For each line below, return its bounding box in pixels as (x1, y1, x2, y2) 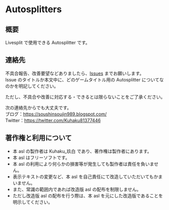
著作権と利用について (5, 134, 72, 142)
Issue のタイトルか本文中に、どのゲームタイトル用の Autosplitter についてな (5, 76, 164, 82)
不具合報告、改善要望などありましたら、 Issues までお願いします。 (5, 70, 144, 76)
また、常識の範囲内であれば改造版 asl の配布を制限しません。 (12, 186, 141, 192)
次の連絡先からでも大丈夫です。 (5, 104, 72, 110)
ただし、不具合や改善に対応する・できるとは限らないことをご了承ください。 (5, 94, 165, 100)
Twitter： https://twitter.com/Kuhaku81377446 (5, 117, 101, 123)
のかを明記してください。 (5, 83, 59, 89)
